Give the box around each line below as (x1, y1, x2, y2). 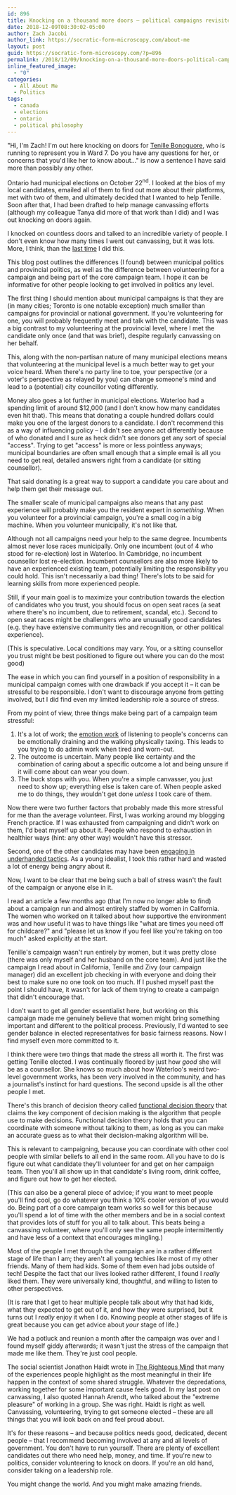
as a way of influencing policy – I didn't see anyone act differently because (7, 426, 223, 435)
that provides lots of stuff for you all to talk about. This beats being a (7, 1218, 205, 1227)
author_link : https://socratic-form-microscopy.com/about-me (7, 37, 190, 44)
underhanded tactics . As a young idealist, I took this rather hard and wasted (7, 855, 227, 863)
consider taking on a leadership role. (7, 1466, 114, 1475)
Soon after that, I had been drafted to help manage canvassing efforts (7, 201, 209, 209)
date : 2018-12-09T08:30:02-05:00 (7, 23, 105, 30)
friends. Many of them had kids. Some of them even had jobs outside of (7, 1262, 215, 1270)
